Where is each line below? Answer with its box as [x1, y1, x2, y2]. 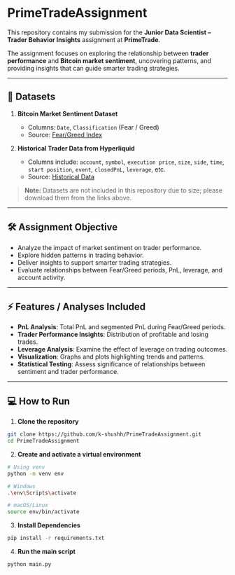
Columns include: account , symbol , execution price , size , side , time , [27, 158, 225, 166]
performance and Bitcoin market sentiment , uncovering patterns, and [7, 56, 212, 64]
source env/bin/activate [7, 508, 80, 515]
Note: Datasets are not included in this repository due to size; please [24, 186, 222, 194]
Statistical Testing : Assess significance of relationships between [17, 360, 206, 368]
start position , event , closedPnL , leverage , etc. [27, 165, 166, 173]
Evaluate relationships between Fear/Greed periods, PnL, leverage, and [17, 265, 222, 274]
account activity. [17, 273, 66, 282]
